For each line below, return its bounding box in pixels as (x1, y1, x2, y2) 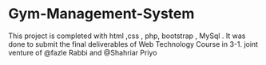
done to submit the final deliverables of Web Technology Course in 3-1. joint (8, 39, 258, 48)
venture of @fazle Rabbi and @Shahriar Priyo (8, 48, 157, 57)
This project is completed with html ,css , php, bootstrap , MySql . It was (8, 31, 246, 40)
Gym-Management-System (8, 5, 195, 23)
